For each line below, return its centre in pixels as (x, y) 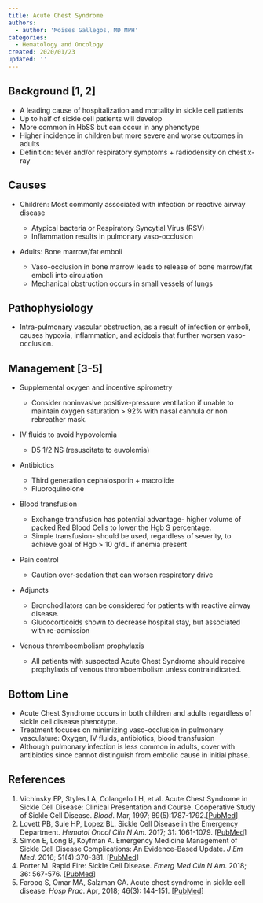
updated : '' (27, 60)
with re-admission (60, 631)
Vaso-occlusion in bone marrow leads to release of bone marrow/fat (142, 266)
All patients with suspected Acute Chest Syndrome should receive (138, 661)
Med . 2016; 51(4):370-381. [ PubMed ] (79, 857)
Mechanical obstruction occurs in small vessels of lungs (122, 283)
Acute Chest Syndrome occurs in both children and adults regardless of (135, 712)
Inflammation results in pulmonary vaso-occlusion (112, 236)
